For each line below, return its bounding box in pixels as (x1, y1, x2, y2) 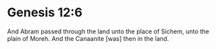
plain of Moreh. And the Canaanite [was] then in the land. (7, 34, 169, 42)
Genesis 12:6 (7, 5, 83, 20)
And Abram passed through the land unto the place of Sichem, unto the (7, 27, 210, 35)
